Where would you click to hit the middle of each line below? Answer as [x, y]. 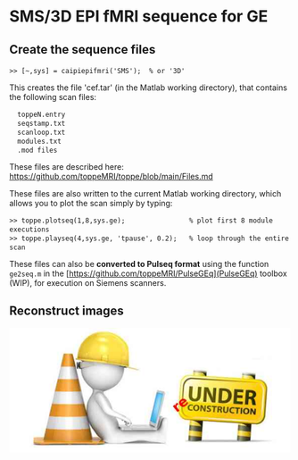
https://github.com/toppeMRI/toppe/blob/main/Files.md [112, 176]
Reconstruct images [67, 311]
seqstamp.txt [41, 123]
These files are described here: [67, 167]
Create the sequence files [83, 50]
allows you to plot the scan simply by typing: [91, 203]
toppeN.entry [41, 114]
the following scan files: [53, 97]
